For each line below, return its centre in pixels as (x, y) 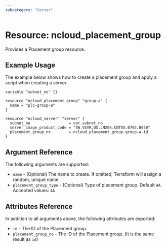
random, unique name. (36, 180)
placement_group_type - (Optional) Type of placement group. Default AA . (87, 185)
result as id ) (25, 239)
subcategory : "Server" (29, 10)
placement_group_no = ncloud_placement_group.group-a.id (79, 132)
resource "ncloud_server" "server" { (45, 119)
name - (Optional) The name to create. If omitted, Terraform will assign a (87, 174)
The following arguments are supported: (47, 164)
